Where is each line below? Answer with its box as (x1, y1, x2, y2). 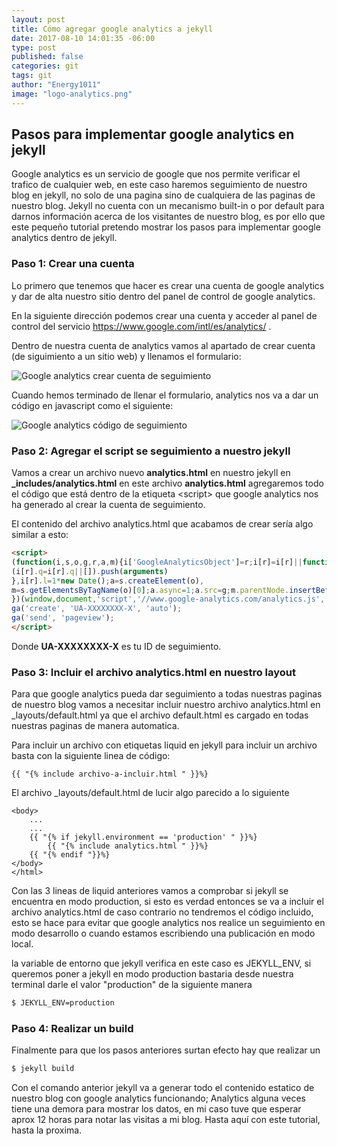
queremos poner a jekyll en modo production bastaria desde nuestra (11, 968, 294, 980)
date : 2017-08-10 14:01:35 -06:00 (11, 33, 156, 43)
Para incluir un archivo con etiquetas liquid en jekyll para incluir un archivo (11, 739, 318, 751)
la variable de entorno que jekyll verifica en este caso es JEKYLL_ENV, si (11, 957, 312, 970)
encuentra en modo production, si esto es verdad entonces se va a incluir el (11, 896, 324, 908)
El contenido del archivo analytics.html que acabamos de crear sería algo (11, 518, 314, 530)
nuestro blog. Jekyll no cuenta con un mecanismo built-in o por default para (11, 200, 325, 212)
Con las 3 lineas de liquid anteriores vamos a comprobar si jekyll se (11, 885, 289, 897)
